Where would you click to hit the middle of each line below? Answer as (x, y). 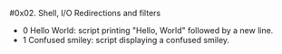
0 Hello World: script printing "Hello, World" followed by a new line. (148, 30)
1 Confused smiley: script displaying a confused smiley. (126, 40)
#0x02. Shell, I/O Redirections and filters (85, 13)
